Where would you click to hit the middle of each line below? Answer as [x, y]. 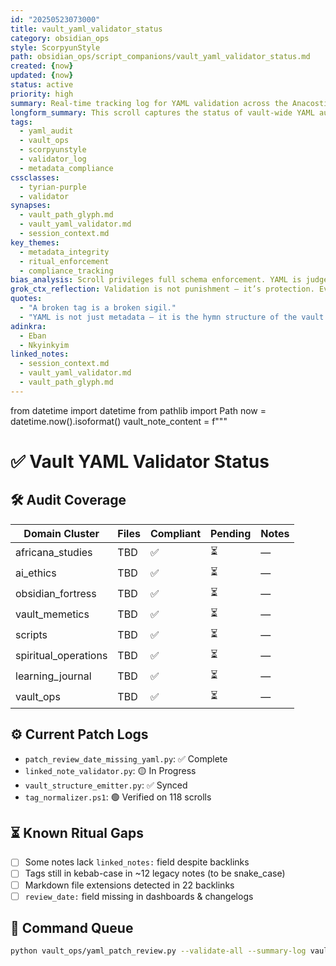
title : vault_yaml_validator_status [86, 29]
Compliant [175, 533]
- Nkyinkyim [44, 345]
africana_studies [54, 553]
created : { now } [42, 66]
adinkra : [28, 326]
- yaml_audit [46, 131]
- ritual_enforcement [64, 261]
